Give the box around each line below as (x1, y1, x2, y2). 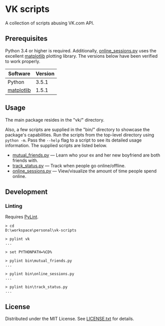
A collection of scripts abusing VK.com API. (5, 20, 94, 26)
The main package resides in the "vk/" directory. (5, 117, 104, 123)
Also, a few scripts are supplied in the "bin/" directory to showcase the (5, 126, 150, 133)
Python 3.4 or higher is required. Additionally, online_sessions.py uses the (5, 47, 157, 53)
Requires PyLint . (5, 214, 39, 220)
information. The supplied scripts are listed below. (5, 142, 108, 148)
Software (8, 70, 31, 77)
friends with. (12, 157, 38, 163)
